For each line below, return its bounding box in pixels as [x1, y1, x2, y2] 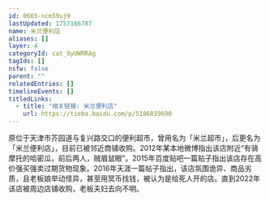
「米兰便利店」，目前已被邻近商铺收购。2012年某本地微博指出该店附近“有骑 [8, 143, 259, 152]
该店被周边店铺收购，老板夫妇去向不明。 [8, 184, 144, 193]
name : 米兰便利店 [8, 27, 61, 35]
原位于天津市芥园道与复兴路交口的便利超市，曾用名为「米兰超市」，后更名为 [8, 133, 261, 143]
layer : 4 [8, 42, 38, 50]
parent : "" [8, 72, 45, 80]
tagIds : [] [8, 58, 45, 66]
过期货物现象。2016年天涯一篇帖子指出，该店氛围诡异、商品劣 [43, 164, 252, 173]
